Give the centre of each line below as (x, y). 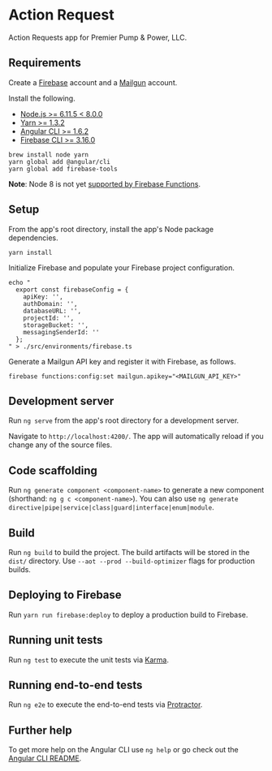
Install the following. (42, 98)
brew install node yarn (49, 155)
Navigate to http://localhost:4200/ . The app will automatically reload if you (136, 437)
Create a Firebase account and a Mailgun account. (93, 82)
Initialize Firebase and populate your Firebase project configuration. (122, 267)
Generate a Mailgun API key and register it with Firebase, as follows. (122, 361)
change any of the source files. (60, 445)
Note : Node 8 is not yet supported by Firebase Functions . (105, 183)
